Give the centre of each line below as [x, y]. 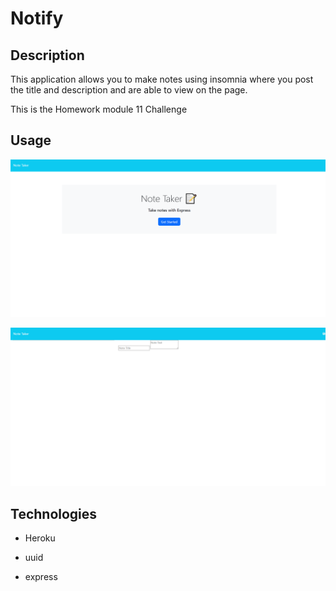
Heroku [40, 538]
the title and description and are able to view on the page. [129, 90]
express [41, 577]
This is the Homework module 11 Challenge [99, 109]
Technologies [54, 513]
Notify [37, 18]
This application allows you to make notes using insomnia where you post [162, 79]
